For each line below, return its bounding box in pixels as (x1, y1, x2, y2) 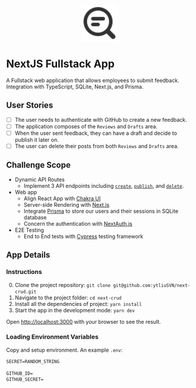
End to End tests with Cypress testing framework (23, 232, 144, 239)
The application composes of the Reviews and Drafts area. (14, 122, 158, 130)
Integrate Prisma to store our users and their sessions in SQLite (23, 207, 179, 214)
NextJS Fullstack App (6, 57, 115, 71)
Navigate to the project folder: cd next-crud (14, 294, 122, 301)
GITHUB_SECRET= (6, 376, 44, 382)
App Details (6, 250, 50, 260)
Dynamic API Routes (14, 176, 65, 183)
